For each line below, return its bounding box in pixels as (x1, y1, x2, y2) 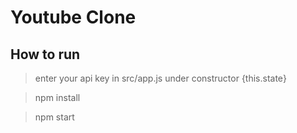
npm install (34, 92, 81, 103)
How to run (10, 46, 81, 63)
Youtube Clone (10, 6, 137, 29)
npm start (34, 111, 75, 123)
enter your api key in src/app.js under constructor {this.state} (34, 72, 287, 84)
